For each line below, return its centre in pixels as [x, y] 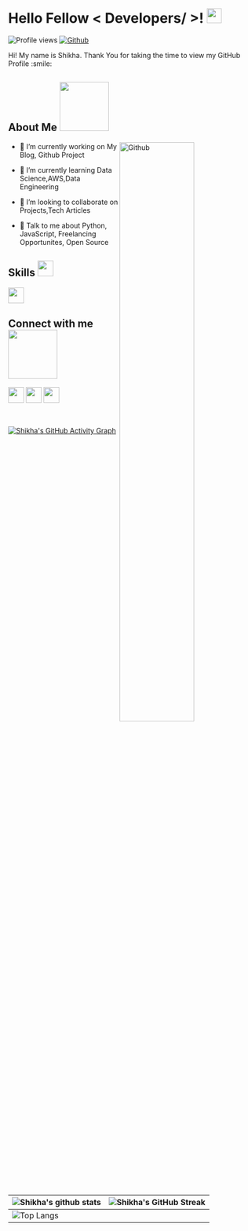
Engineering [39, 186]
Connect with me [51, 323]
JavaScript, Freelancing [58, 234]
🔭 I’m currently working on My [68, 146]
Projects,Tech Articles [55, 210]
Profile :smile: [30, 64]
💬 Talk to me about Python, [63, 225]
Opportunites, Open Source [64, 242]
